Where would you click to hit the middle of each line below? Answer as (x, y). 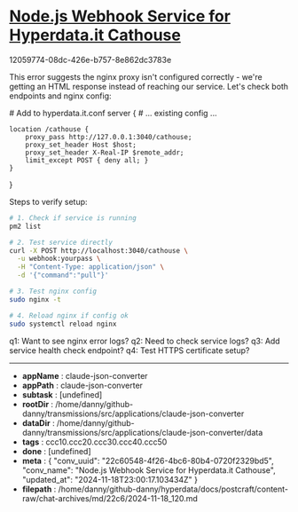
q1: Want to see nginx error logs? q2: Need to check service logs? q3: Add (145, 341)
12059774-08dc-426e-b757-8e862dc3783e (90, 59)
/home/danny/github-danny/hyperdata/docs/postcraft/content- (173, 489)
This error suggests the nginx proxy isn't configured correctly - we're (136, 76)
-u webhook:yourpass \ (59, 259)
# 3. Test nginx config (53, 291)
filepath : (39, 489)
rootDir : (38, 404)
